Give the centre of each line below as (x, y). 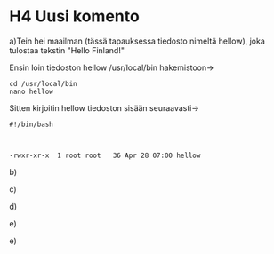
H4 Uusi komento (74, 16)
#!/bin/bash (31, 124)
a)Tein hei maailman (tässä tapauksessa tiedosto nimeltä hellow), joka (137, 41)
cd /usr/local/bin (43, 83)
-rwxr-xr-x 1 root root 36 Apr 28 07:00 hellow (105, 155)
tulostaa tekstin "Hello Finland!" (67, 50)
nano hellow (31, 91)
